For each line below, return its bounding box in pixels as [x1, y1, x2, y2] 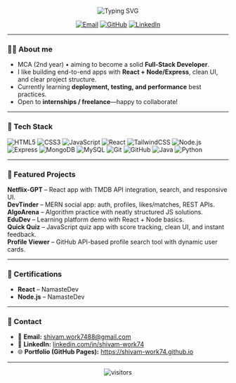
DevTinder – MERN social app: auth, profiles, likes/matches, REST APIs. [7, 200, 216, 209]
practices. [17, 90, 47, 98]
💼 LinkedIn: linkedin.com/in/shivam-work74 [17, 340, 145, 349]
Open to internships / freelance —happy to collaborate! [17, 98, 178, 106]
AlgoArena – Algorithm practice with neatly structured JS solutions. [7, 207, 204, 216]
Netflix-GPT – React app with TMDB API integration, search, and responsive [7, 185, 228, 193]
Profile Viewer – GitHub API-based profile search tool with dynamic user [7, 238, 218, 246]
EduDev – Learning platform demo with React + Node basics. [7, 215, 185, 223]
